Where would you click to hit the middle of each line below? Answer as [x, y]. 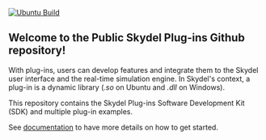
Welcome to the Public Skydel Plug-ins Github [127, 38]
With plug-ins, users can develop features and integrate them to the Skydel [133, 70]
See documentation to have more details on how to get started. [113, 127]
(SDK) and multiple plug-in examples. [71, 111]
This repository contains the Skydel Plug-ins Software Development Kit [127, 103]
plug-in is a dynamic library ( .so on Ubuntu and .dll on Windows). [116, 87]
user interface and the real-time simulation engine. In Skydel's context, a [129, 78]
